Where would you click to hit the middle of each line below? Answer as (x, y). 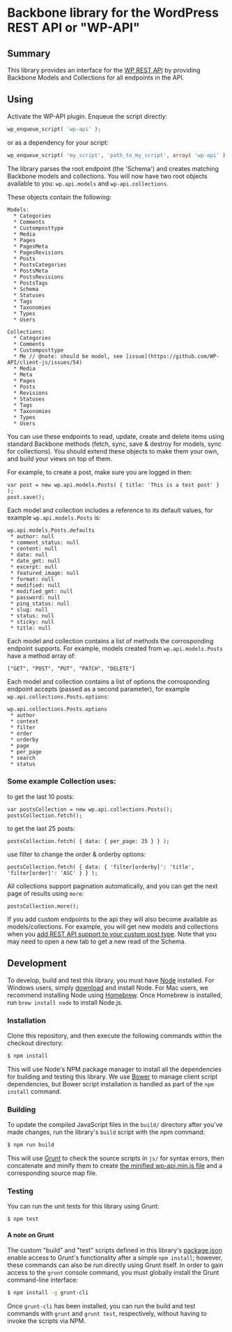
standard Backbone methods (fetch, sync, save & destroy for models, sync (114, 444)
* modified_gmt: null (41, 591)
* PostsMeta (31, 271)
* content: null (34, 548)
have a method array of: (42, 656)
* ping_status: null (40, 604)
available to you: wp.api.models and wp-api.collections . (88, 184)
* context (24, 721)
